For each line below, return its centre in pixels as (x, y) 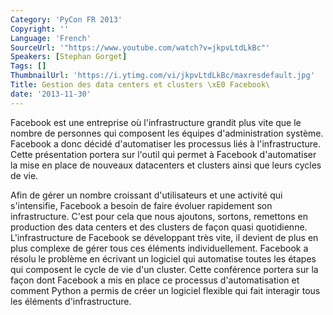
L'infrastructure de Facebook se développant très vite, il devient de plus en (164, 237)
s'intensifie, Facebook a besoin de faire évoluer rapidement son (141, 205)
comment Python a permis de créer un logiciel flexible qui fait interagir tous (165, 290)
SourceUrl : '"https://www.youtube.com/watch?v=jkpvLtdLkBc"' (140, 47)
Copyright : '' (40, 29)
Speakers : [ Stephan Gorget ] (69, 57)
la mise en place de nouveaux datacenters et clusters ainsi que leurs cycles (166, 165)
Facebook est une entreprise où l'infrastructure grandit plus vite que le (156, 122)
